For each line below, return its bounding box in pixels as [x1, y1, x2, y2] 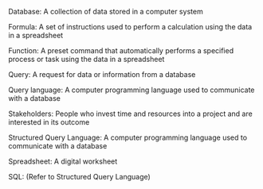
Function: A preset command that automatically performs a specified [8, 46, 234, 55]
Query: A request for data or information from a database [8, 70, 196, 79]
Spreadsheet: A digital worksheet [8, 156, 118, 166]
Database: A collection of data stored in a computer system [8, 7, 203, 16]
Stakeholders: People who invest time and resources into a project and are [8, 109, 253, 118]
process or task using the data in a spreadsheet [8, 55, 165, 64]
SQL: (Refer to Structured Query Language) [8, 172, 151, 181]
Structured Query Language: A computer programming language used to [8, 133, 248, 142]
